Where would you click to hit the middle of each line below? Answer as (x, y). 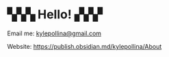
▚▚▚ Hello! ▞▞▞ (55, 15)
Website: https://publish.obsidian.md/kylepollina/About (84, 46)
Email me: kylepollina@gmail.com (54, 33)
